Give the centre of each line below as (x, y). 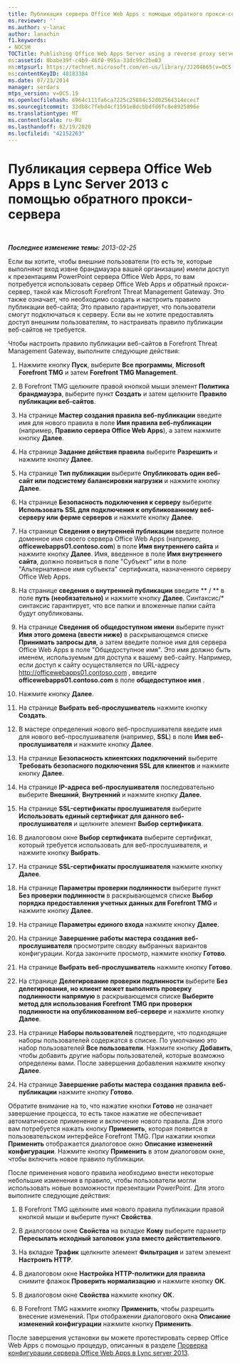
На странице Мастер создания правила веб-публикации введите (120, 415)
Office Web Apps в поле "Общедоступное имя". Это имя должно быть (124, 650)
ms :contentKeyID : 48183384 (48, 73)
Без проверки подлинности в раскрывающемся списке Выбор (115, 895)
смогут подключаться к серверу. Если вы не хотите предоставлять (111, 315)
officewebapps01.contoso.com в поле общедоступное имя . (111, 680)
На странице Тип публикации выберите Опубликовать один (112, 473)
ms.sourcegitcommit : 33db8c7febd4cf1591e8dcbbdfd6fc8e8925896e (104, 107)
